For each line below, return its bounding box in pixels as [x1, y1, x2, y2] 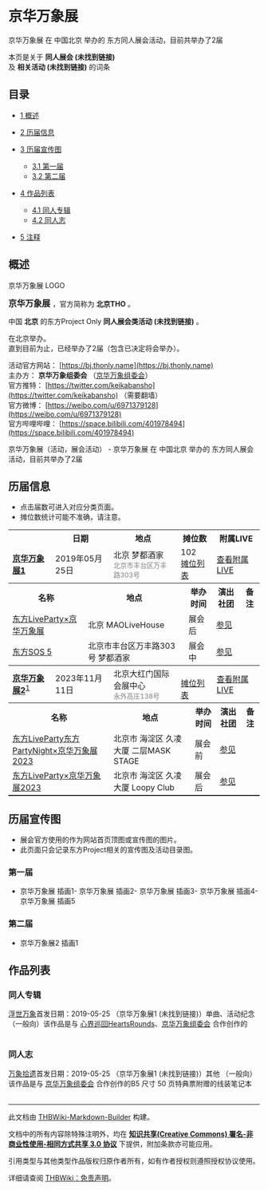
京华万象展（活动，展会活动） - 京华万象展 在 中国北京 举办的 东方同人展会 [8, 444, 254, 453]
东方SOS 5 [12, 646, 53, 658]
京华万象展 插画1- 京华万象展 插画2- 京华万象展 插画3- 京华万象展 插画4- [19, 887, 259, 896]
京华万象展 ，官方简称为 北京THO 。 [8, 298, 136, 309]
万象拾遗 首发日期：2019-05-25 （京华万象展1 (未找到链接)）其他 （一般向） [8, 1069, 257, 1078]
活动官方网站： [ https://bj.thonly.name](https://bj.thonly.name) [8, 360, 214, 370]
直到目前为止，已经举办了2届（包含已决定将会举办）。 [8, 343, 184, 353]
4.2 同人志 [31, 215, 66, 224]
